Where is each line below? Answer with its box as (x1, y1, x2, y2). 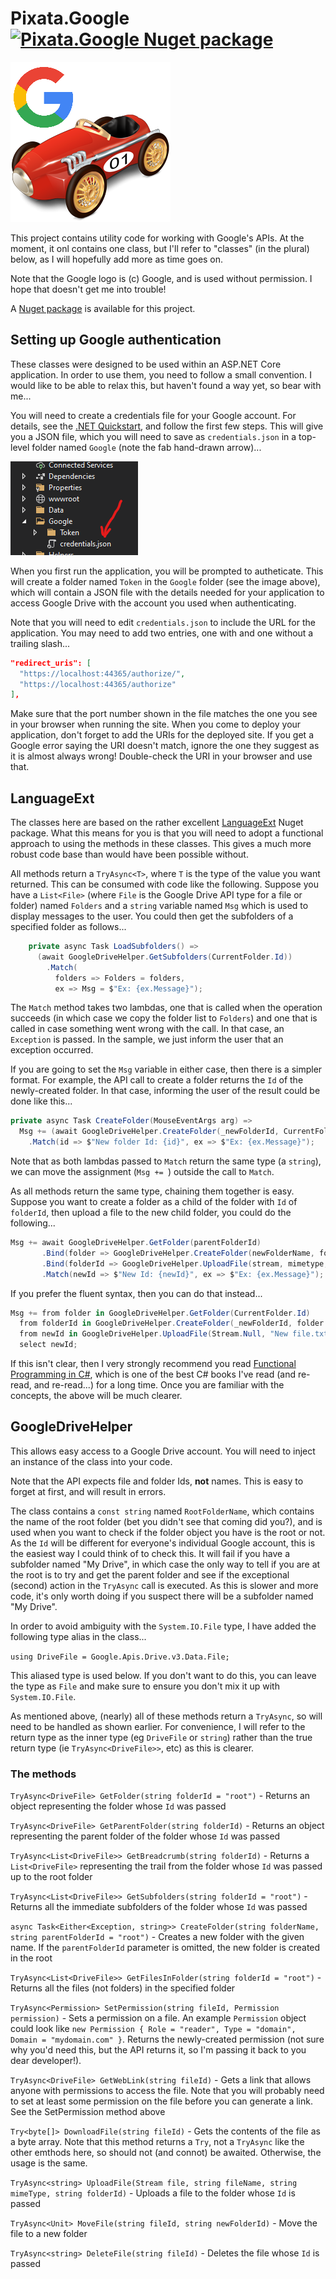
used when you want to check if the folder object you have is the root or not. (10, 1526, 326, 1538)
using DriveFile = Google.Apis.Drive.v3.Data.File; (10, 1652, 230, 1662)
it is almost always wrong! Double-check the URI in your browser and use (10, 750, 313, 762)
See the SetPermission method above (10, 2106, 166, 2118)
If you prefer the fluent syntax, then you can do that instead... (10, 1287, 263, 1299)
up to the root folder (10, 1871, 93, 1883)
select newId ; (19, 1340, 78, 1350)
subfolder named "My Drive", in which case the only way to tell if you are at (10, 1558, 321, 1570)
